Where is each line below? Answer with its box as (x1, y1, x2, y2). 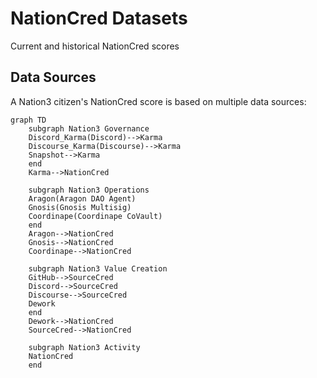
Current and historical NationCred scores (10, 40, 180, 52)
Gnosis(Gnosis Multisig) (28, 202, 132, 212)
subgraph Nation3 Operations (28, 185, 150, 195)
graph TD (10, 115, 47, 125)
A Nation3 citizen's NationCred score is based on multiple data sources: (10, 95, 307, 107)
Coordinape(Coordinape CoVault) (28, 211, 163, 221)
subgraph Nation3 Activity (28, 342, 141, 352)
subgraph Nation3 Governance (28, 123, 150, 134)
